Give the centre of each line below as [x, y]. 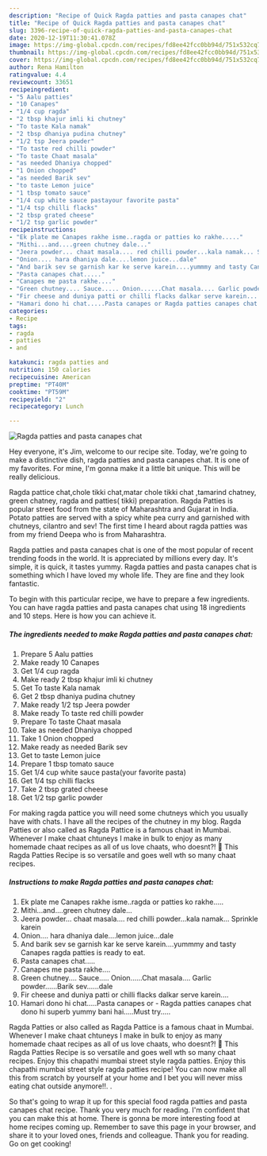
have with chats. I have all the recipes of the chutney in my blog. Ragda [125, 822]
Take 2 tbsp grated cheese [64, 789]
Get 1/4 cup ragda [50, 671]
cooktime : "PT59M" [39, 392]
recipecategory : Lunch [46, 407]
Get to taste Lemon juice [61, 756]
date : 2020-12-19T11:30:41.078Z [62, 38]
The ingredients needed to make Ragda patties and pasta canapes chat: [131, 634]
